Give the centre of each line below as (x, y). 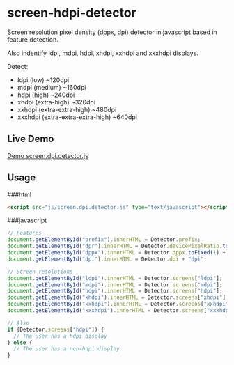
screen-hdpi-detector (72, 13)
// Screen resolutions (40, 272)
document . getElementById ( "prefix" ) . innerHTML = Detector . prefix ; (104, 240)
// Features (24, 233)
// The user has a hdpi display (61, 336)
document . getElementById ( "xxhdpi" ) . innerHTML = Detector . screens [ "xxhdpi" (118, 304)
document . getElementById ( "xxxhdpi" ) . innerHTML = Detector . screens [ (107, 311)
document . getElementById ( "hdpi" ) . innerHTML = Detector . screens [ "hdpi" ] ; (115, 291)
